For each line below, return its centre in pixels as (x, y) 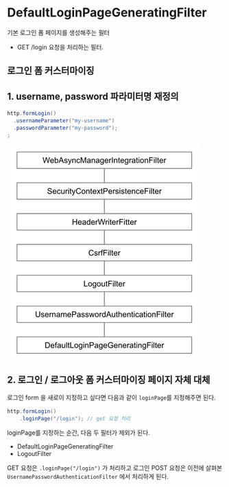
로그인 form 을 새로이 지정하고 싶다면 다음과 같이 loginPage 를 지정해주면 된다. (111, 398)
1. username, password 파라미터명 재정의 (93, 97)
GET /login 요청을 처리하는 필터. (60, 47)
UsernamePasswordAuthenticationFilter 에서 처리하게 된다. (88, 477)
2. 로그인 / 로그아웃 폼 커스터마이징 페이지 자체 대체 (109, 380)
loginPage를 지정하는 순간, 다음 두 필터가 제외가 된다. (79, 433)
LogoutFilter (34, 454)
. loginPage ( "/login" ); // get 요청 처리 (75, 419)
